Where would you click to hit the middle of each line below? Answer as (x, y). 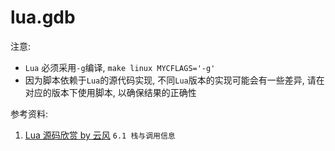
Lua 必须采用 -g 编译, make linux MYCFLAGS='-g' (120, 67)
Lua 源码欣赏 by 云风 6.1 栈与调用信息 (100, 135)
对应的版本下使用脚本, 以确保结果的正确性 (110, 92)
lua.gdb (43, 17)
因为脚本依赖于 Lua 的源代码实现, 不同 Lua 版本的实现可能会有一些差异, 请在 (174, 80)
